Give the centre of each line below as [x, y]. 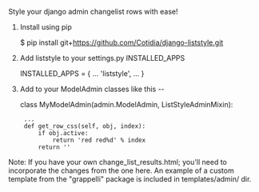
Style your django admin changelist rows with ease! [93, 12]
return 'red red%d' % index [99, 140]
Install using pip [46, 27]
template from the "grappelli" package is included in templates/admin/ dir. [130, 179]
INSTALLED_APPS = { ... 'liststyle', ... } [82, 74]
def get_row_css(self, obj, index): [85, 126]
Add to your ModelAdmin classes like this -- [92, 89]
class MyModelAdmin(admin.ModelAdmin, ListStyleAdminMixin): [126, 104]
